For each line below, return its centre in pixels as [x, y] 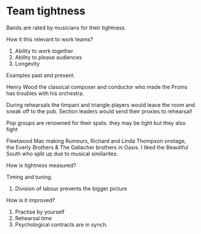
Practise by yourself [40, 212]
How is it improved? [31, 200]
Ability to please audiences [48, 57]
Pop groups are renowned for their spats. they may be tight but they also [96, 123]
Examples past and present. [40, 75]
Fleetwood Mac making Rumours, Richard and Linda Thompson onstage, [96, 141]
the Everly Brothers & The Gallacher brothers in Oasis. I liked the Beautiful [97, 147]
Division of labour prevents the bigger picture [71, 188]
